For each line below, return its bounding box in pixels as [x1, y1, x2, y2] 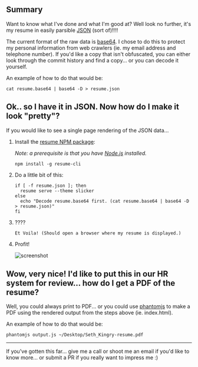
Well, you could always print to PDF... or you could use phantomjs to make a [6, 303, 190, 310]
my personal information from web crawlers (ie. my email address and [6, 44, 176, 51]
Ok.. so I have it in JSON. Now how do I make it [6, 102, 180, 112]
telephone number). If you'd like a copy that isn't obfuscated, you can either [6, 50, 191, 58]
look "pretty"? [6, 111, 60, 121]
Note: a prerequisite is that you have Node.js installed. [14, 150, 147, 157]
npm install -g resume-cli [14, 161, 81, 167]
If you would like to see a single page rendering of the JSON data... [6, 127, 169, 134]
